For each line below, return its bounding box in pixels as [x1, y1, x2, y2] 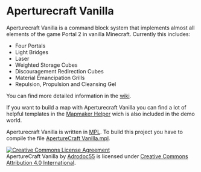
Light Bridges [14, 48, 49, 55]
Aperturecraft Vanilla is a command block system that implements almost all [6, 24, 195, 31]
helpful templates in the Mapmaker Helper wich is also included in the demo [6, 110, 195, 117]
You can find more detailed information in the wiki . [6, 92, 132, 99]
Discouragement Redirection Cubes [14, 67, 104, 75]
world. [6, 116, 22, 124]
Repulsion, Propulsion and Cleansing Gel [14, 80, 116, 88]
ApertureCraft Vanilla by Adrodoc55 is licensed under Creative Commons [6, 152, 188, 160]
